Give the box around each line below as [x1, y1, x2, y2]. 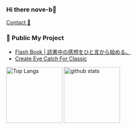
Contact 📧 [6, 19, 31, 26]
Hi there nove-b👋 [6, 5, 57, 14]
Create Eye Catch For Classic [14, 55, 87, 62]
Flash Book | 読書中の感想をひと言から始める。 [14, 48, 131, 56]
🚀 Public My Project [6, 34, 64, 42]
